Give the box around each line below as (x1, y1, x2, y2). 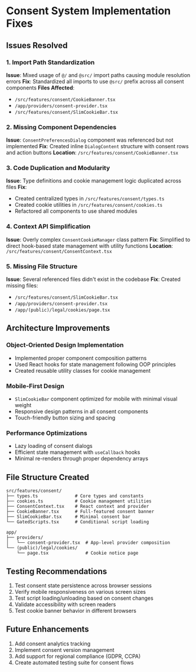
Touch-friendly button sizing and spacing (14, 414, 116, 421)
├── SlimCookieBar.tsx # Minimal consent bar (6, 514, 131, 520)
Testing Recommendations (6, 566, 107, 576)
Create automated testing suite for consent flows (14, 659, 134, 666)
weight (14, 402, 31, 409)
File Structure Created (6, 472, 90, 482)
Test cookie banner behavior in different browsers (14, 607, 137, 614)
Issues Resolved (6, 40, 68, 50)
